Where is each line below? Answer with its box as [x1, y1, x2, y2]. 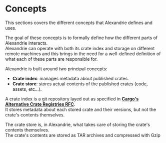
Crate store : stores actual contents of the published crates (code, [12, 81, 148, 87]
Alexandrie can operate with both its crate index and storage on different [5, 45, 155, 51]
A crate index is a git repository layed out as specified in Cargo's [5, 96, 139, 102]
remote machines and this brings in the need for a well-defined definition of [5, 51, 161, 57]
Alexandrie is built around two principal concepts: [5, 66, 107, 72]
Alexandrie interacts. [5, 40, 48, 46]
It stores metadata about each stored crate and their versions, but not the [5, 106, 156, 112]
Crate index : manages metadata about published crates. [12, 75, 129, 81]
